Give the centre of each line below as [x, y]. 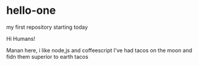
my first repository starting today [47, 27]
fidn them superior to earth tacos [47, 56]
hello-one [31, 10]
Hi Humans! [21, 38]
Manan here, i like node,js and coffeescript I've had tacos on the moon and [99, 50]
